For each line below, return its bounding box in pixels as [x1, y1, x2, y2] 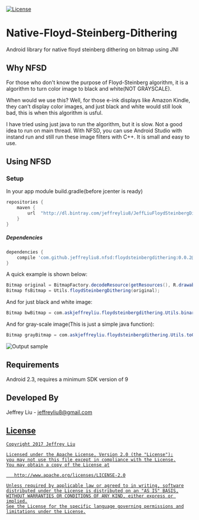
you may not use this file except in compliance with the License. [6, 457, 176, 463]
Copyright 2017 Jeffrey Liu [6, 441, 76, 447]
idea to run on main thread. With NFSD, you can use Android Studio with [6, 127, 182, 134]
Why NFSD [6, 63, 47, 73]
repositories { [6, 199, 44, 206]
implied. [6, 498, 28, 505]
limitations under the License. [6, 509, 86, 515]
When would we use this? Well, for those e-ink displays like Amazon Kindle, [6, 97, 191, 104]
